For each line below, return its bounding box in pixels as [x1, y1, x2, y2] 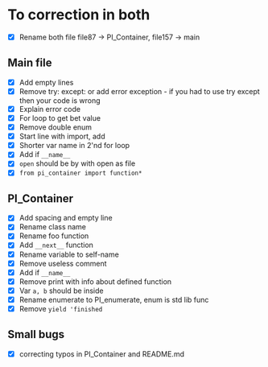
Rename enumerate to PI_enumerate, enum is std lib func [19, 295, 209, 304]
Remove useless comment [19, 258, 107, 268]
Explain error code [19, 104, 81, 113]
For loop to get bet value [19, 113, 101, 122]
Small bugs [7, 328, 65, 341]
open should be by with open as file [19, 159, 136, 168]
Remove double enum [19, 122, 93, 132]
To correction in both [7, 6, 150, 24]
